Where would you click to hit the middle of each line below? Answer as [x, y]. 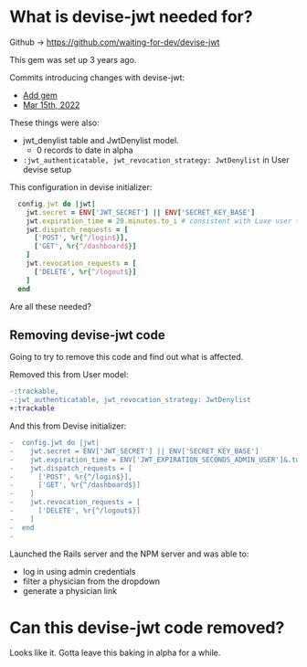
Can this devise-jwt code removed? [147, 627]
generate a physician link [69, 590]
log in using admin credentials [79, 571]
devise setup [47, 169]
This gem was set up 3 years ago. [73, 59]
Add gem [40, 95]
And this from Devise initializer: [68, 426]
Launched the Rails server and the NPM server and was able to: [129, 554]
